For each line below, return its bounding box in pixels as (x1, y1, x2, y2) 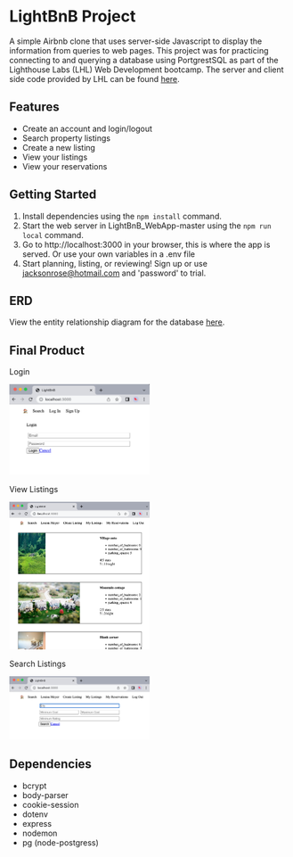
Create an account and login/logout (21, 123, 153, 134)
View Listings (9, 484, 59, 495)
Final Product (9, 342, 85, 358)
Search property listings (21, 132, 111, 144)
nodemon (21, 828, 58, 838)
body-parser (21, 789, 69, 800)
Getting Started (9, 187, 97, 202)
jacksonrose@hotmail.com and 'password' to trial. (21, 268, 207, 278)
